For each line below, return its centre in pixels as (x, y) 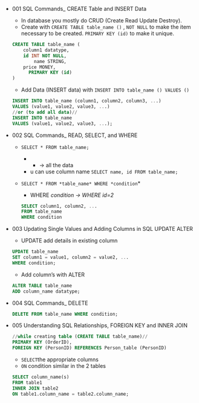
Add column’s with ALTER (53, 275)
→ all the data (56, 165)
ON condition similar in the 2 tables (64, 366)
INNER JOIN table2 (35, 388)
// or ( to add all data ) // (44, 112)
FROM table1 (27, 382)
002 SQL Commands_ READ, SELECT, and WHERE (75, 135)
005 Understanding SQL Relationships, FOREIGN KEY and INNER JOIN (99, 325)
